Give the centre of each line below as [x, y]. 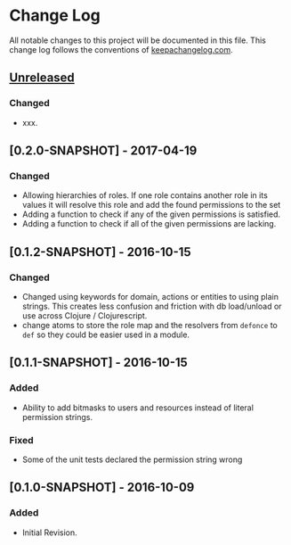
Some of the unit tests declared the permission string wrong [132, 459]
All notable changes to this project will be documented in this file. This [138, 40]
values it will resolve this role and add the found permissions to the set [151, 205]
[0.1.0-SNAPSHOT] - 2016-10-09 [102, 487]
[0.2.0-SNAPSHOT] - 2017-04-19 [103, 151]
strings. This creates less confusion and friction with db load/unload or [152, 306]
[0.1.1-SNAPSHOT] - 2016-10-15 [99, 363]
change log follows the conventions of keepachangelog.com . [121, 49]
